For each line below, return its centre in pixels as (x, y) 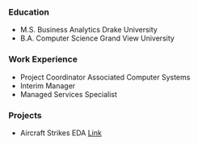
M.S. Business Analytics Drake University (88, 30)
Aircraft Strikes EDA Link (61, 133)
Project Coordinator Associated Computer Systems (105, 77)
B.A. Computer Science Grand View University (97, 38)
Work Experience (43, 59)
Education (29, 12)
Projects (25, 115)
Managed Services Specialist (68, 94)
